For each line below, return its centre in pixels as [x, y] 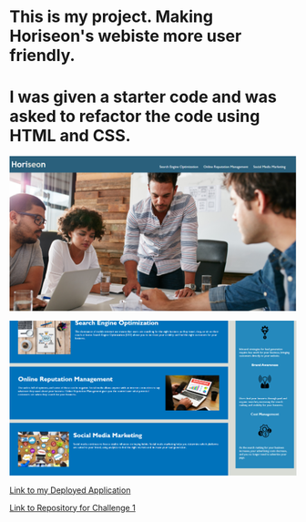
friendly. [42, 56]
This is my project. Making [112, 17]
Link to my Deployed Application [70, 490]
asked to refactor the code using [135, 117]
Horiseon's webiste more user [126, 36]
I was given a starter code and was [143, 97]
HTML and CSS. [70, 136]
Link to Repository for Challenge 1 [73, 507]
